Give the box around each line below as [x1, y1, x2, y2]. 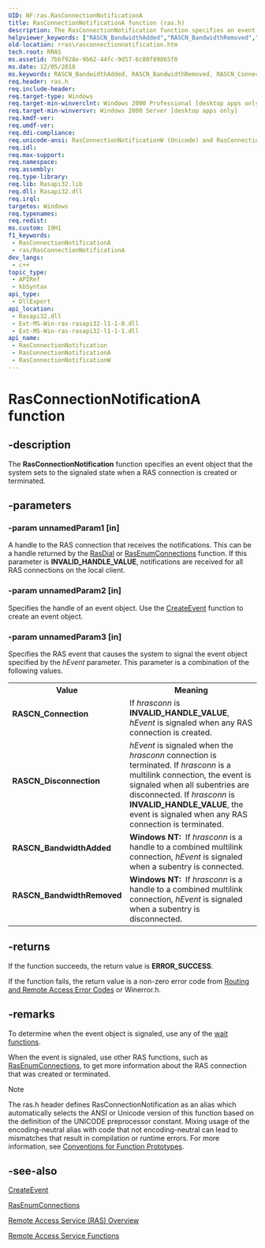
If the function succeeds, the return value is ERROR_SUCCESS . [8, 961, 214, 970]
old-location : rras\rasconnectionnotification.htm [8, 41, 178, 49]
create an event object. [8, 611, 84, 621]
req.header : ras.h [8, 77, 69, 85]
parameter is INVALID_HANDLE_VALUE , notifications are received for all [8, 557, 243, 566]
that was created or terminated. [8, 1069, 110, 1078]
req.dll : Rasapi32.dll [8, 187, 83, 196]
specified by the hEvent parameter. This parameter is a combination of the [8, 658, 250, 667]
